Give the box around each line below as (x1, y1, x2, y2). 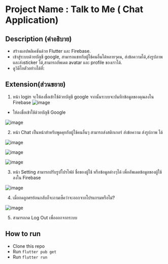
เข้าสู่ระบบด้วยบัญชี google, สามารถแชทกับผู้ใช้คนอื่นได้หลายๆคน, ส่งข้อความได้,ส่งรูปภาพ (12, 54, 163, 59)
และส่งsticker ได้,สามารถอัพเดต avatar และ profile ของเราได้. (12, 59, 122, 65)
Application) (5, 14, 59, 26)
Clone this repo (12, 243, 45, 249)
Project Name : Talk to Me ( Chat (5, 4, 144, 15)
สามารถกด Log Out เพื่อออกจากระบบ (12, 214, 78, 220)
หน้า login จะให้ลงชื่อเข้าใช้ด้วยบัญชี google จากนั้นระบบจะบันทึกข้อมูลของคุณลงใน (12, 93, 154, 100)
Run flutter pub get (12, 248, 57, 254)
